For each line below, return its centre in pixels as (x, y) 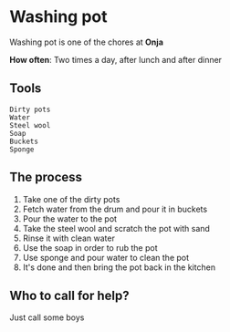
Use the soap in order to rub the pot (90, 247)
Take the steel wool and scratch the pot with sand (116, 228)
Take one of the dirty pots (71, 199)
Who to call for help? (69, 295)
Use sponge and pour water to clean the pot (106, 257)
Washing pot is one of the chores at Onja (87, 42)
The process (46, 177)
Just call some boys (47, 317)
